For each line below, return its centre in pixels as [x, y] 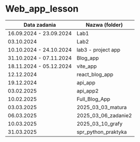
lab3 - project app [98, 50]
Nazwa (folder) [104, 25]
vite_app [87, 66]
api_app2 [88, 90]
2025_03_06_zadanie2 [104, 115]
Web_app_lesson [42, 9]
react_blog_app [95, 74]
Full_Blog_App [93, 99]
